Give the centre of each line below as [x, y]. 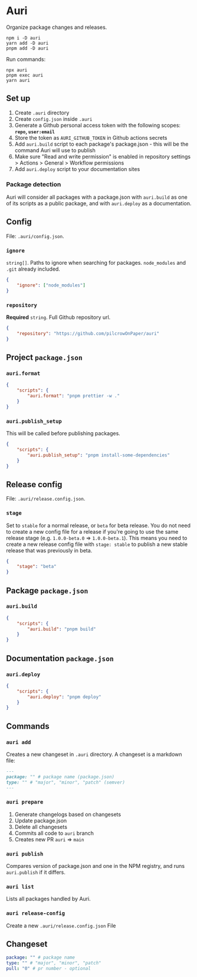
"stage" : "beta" [37, 567]
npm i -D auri [24, 38]
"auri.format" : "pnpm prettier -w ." [73, 396]
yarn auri [18, 80]
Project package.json [44, 358]
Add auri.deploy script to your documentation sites [77, 169]
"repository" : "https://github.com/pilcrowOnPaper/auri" [88, 333]
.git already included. [33, 269]
